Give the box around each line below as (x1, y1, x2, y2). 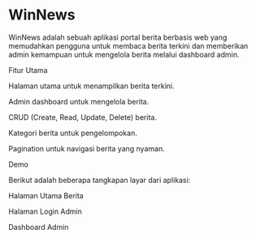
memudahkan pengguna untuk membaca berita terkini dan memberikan (8, 40, 249, 50)
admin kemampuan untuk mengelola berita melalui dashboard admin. (8, 49, 240, 59)
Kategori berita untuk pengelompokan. (8, 128, 138, 138)
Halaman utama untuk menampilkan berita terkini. (8, 81, 175, 91)
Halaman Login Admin (8, 206, 83, 216)
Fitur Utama (8, 65, 48, 74)
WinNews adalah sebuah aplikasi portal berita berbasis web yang (8, 32, 228, 42)
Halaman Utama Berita (8, 190, 84, 200)
